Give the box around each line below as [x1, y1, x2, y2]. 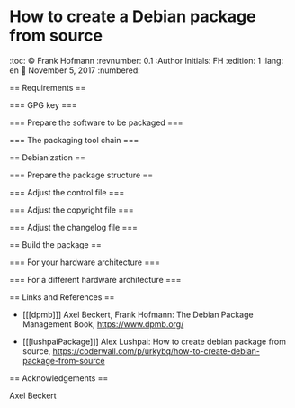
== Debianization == [9, 151, 85, 163]
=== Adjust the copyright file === [9, 204, 135, 215]
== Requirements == [9, 82, 86, 93]
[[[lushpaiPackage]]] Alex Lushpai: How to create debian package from [22, 336, 286, 347]
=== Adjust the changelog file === [9, 222, 138, 232]
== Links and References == [9, 291, 115, 303]
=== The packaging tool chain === [9, 134, 139, 145]
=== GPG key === [9, 99, 78, 110]
